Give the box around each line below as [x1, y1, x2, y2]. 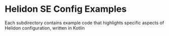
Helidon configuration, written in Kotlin [5, 25, 85, 31]
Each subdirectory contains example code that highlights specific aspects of [5, 20, 164, 26]
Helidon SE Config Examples [5, 3, 127, 15]
